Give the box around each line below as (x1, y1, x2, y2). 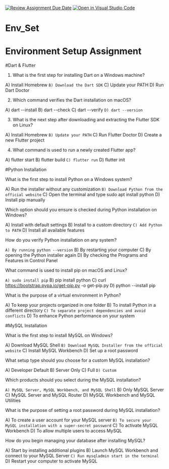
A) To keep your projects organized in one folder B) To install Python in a (5, 302, 156, 308)
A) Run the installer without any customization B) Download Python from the (5, 186, 163, 192)
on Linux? (12, 122, 33, 128)
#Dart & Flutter (5, 62, 36, 68)
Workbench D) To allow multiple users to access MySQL (5, 428, 122, 434)
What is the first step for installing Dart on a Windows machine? (12, 72, 145, 78)
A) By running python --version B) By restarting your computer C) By (5, 247, 151, 253)
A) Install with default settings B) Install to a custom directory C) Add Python (5, 222, 162, 228)
